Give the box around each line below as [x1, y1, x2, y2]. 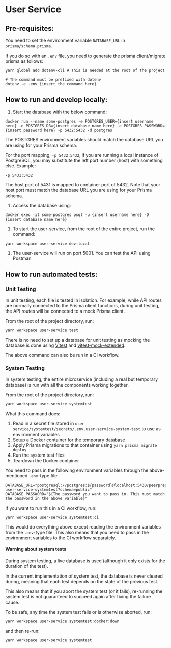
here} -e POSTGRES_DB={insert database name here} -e [5, 123, 122, 128]
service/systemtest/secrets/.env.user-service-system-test [12, 426, 141, 432]
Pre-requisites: [5, 24, 54, 33]
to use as [141, 425, 161, 432]
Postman [12, 255, 32, 261]
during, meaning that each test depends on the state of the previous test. [5, 579, 159, 584]
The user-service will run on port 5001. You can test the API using [12, 250, 151, 256]
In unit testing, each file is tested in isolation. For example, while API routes [5, 297, 162, 303]
